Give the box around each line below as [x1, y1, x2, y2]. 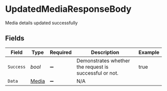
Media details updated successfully [5, 20, 78, 26]
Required [49, 48, 72, 55]
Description [91, 48, 119, 55]
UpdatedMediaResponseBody [5, 3, 132, 15]
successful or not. [76, 69, 119, 76]
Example [138, 48, 160, 55]
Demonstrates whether [76, 57, 130, 64]
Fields [5, 34, 25, 43]
